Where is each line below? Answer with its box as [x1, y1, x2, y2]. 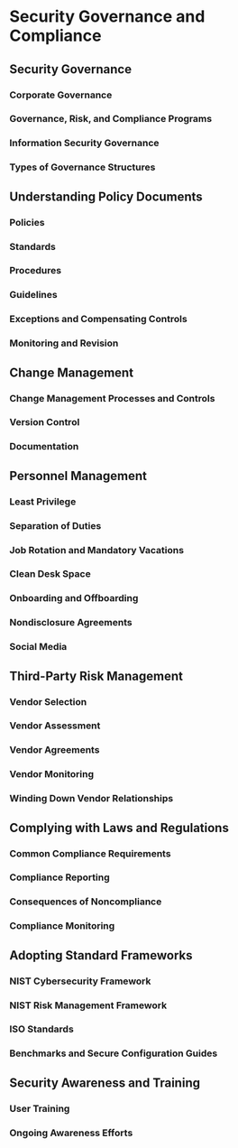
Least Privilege [9, 495, 77, 507]
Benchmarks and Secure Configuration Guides [9, 1047, 218, 1060]
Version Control [9, 416, 80, 429]
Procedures [9, 264, 61, 277]
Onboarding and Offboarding [9, 592, 139, 605]
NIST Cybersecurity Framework [9, 975, 151, 987]
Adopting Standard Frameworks [9, 948, 193, 963]
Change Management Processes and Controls [9, 392, 215, 404]
